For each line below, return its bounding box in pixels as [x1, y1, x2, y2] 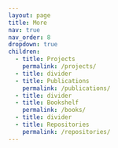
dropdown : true [8, 41, 58, 49]
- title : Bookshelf [15, 99, 79, 106]
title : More [8, 19, 47, 27]
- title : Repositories [15, 121, 90, 128]
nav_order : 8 [8, 33, 51, 42]
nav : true [8, 26, 41, 34]
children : [8, 48, 41, 56]
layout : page [8, 11, 51, 20]
